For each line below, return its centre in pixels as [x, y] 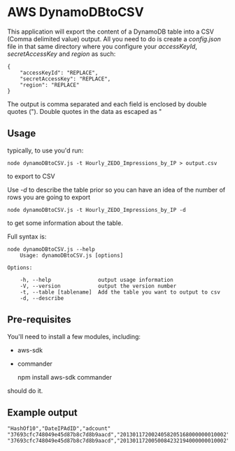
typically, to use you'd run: [45, 150]
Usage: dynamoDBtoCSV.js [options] [72, 255]
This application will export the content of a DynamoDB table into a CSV [111, 31]
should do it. [25, 391]
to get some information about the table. [65, 223]
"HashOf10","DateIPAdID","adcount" [59, 429]
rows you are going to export [49, 197]
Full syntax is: [27, 236]
